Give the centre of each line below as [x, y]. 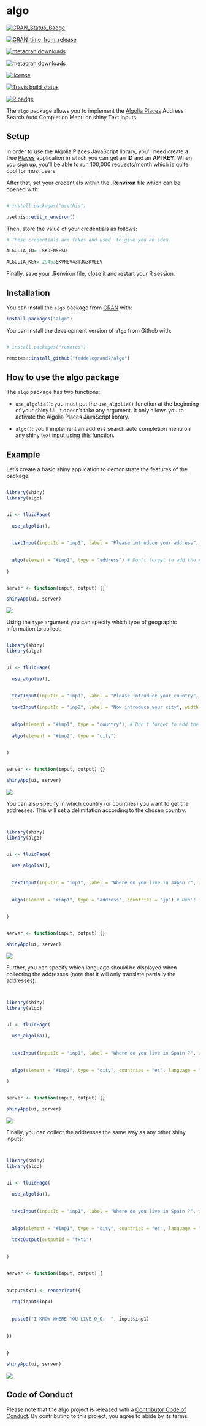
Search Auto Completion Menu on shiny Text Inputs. [72, 117]
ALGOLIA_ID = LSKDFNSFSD [37, 251]
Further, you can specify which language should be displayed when [92, 967]
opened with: [23, 189]
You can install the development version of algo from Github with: [89, 330]
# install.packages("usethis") [46, 206]
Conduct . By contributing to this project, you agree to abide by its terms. [97, 1416]
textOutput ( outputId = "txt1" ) [52, 1240]
